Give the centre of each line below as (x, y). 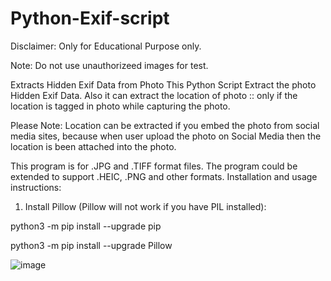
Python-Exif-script (90, 18)
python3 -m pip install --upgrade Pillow (91, 245)
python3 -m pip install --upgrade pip (86, 226)
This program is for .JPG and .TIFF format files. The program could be (154, 166)
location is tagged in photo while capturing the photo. (120, 106)
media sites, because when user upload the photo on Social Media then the (166, 136)
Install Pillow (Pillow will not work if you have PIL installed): (145, 206)
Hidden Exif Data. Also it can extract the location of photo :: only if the (154, 95)
